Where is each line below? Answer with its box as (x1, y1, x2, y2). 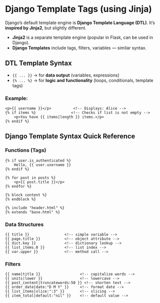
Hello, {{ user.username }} (14, 162, 71, 167)
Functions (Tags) (5, 147, 47, 154)
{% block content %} (5, 193, 48, 197)
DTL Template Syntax (5, 59, 72, 67)
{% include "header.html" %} (5, 205, 65, 210)
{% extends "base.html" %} (5, 210, 60, 215)
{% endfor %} (5, 184, 32, 189)
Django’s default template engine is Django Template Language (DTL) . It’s (5, 20, 156, 26)
